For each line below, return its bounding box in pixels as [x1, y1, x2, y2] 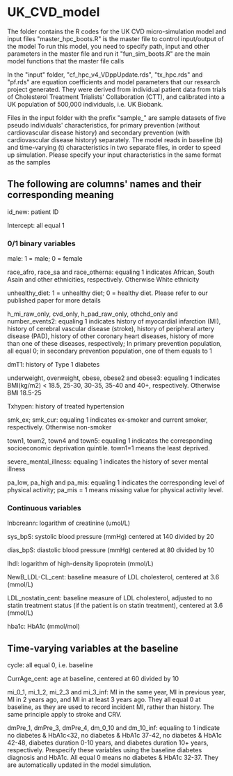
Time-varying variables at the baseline [7, 642, 179, 654]
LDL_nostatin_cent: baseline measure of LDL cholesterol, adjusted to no [7, 594, 213, 602]
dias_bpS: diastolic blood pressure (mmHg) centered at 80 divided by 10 [7, 546, 214, 554]
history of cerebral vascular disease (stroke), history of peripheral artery [7, 325, 214, 333]
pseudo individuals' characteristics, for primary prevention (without [7, 121, 200, 129]
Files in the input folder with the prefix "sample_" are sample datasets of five [7, 113, 226, 122]
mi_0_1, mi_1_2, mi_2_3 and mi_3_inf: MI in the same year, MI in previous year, [7, 688, 226, 697]
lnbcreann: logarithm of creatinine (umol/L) [7, 519, 131, 527]
